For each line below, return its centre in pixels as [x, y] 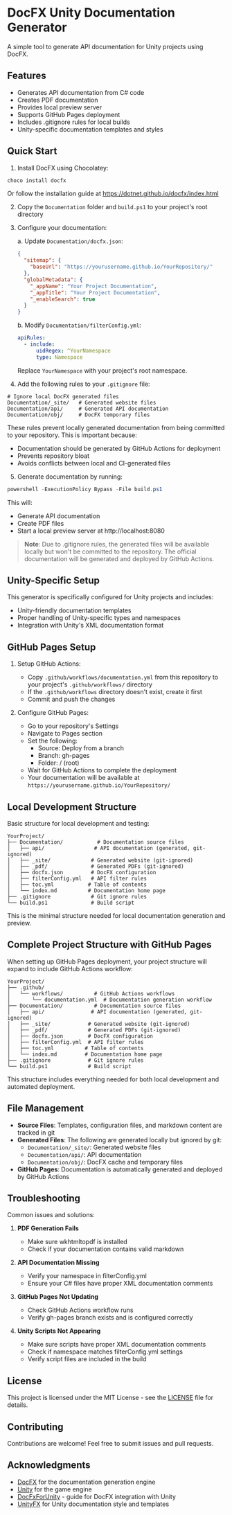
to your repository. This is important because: [72, 435]
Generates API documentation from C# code [81, 92]
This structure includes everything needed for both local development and [113, 1079]
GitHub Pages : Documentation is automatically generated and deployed [120, 1169]
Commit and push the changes [71, 699]
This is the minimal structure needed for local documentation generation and [116, 915]
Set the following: [53, 741]
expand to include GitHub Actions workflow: [70, 968]
